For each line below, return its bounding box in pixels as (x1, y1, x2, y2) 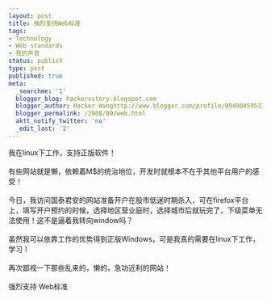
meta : (8, 79, 27, 87)
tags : (8, 27, 27, 35)
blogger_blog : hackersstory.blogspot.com (15, 95, 157, 103)
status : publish (8, 57, 63, 65)
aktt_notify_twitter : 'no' (15, 117, 106, 125)
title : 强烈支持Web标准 (8, 19, 81, 27)
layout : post (8, 11, 52, 20)
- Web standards (8, 42, 63, 50)
